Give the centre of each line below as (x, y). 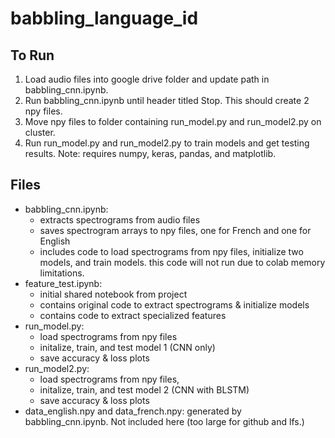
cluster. (40, 132)
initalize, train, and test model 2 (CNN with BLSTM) (144, 389)
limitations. (62, 273)
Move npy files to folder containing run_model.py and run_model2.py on (173, 121)
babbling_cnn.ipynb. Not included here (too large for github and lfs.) (164, 421)
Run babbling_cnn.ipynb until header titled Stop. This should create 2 (167, 100)
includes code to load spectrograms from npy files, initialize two (171, 251)
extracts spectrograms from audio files (120, 219)
